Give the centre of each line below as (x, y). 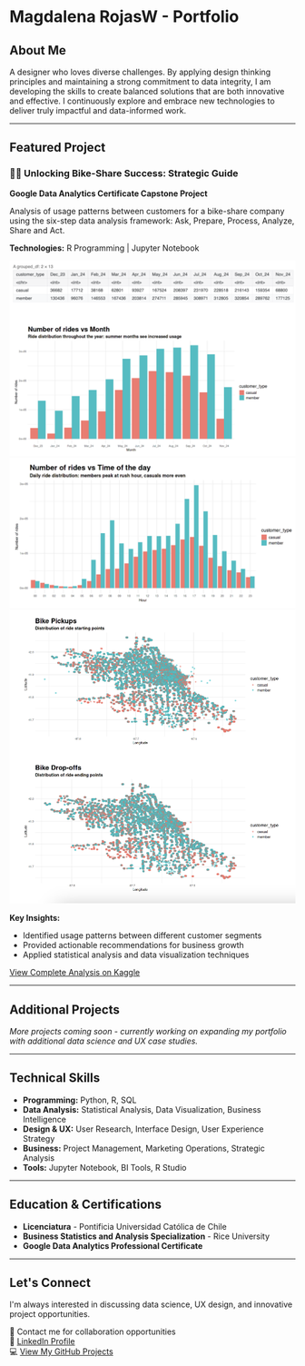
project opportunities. (50, 1314)
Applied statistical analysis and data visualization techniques (136, 955)
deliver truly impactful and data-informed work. (98, 110)
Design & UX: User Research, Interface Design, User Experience (143, 1129)
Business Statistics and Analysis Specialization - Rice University (146, 1236)
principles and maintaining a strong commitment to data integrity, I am (140, 82)
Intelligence (44, 1119)
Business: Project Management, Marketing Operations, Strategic (143, 1148)
